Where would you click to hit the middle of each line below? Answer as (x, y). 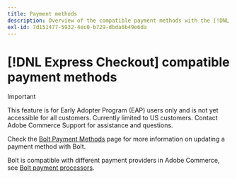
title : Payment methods (42, 14)
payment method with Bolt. (47, 146)
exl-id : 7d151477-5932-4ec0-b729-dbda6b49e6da (77, 27)
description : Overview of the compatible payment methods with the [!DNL (118, 21)
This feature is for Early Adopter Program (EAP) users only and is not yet (113, 110)
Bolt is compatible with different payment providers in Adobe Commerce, (114, 161)
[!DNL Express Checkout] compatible (118, 62)
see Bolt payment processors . (51, 168)
